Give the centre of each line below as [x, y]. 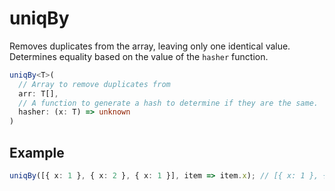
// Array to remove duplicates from [94, 84]
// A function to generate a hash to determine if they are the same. [168, 103]
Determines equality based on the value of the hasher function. [139, 56]
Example [37, 152]
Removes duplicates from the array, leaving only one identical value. [150, 46]
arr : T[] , [38, 93]
